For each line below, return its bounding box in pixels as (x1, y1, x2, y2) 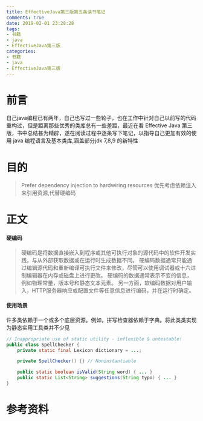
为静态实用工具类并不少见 (6, 323, 70, 331)
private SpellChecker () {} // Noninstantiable (17, 358, 137, 364)
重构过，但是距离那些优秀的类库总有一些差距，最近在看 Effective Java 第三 (6, 122, 193, 129)
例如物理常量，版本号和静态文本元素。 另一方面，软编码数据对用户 (21, 279, 187, 287)
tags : (6, 25, 20, 32)
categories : (6, 48, 36, 55)
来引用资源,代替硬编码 (21, 189, 76, 197)
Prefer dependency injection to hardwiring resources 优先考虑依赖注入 (21, 182, 196, 189)
